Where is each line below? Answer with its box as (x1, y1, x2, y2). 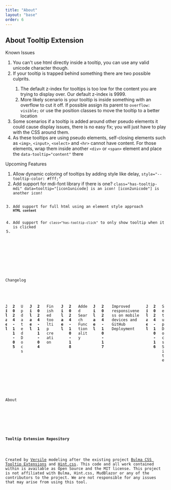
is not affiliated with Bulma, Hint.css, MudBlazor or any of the (5, 471, 150, 476)
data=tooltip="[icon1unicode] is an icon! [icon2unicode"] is (24, 186, 159, 191)
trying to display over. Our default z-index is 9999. (20, 91, 127, 97)
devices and (111, 317, 137, 323)
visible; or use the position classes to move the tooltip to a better (20, 108, 160, 114)
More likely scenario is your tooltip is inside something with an (20, 97, 152, 103)
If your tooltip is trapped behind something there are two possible (12, 70, 151, 77)
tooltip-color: (12, 176, 45, 182)
